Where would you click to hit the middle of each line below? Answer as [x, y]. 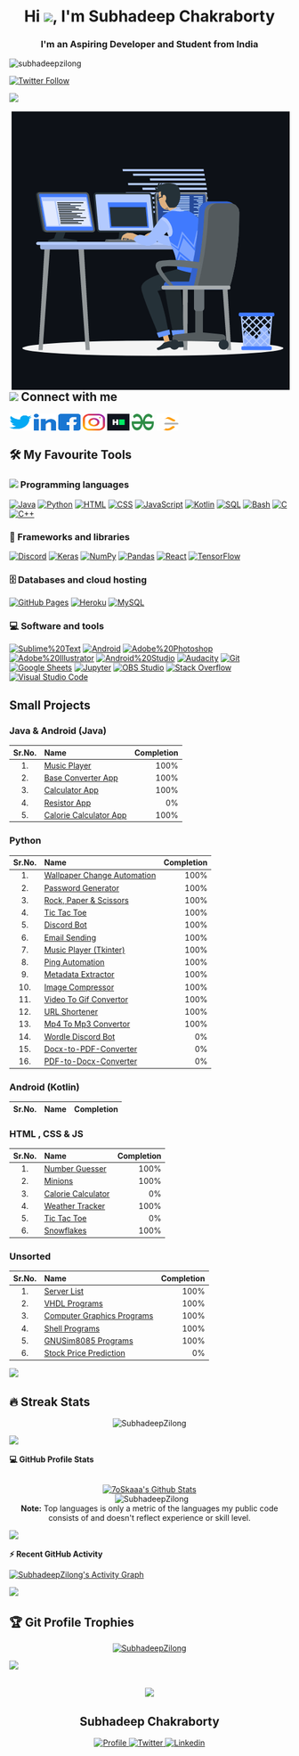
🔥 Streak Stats [50, 1402]
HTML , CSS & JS [46, 1133]
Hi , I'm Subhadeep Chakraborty [149, 16]
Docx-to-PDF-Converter [91, 1049]
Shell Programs [72, 1328]
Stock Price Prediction [85, 1353]
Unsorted [30, 1256]
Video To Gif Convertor [86, 999]
